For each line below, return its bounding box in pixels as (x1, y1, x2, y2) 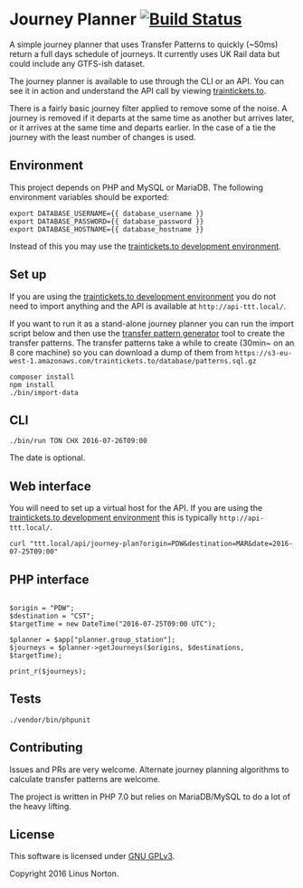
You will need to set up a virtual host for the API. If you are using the (9, 503, 263, 514)
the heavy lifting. (9, 800, 72, 811)
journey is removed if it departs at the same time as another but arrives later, (9, 112, 295, 123)
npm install (9, 380, 54, 389)
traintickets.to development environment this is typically (9, 512, 218, 524)
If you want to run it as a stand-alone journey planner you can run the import (9, 317, 294, 329)
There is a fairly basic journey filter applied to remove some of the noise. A (9, 102, 288, 113)
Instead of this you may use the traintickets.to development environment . (9, 241, 282, 251)
